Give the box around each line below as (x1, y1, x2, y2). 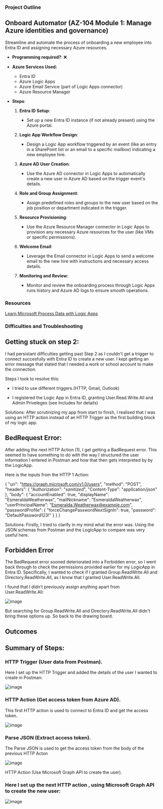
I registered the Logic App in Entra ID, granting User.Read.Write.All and (12, 394, 154, 401)
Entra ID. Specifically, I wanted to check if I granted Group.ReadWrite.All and (5, 569, 158, 575)
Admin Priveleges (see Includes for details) (12, 400, 98, 405)
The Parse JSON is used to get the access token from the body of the (5, 745, 145, 751)
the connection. (5, 366, 36, 372)
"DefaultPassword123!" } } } (5, 512, 61, 518)
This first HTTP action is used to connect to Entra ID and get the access (5, 707, 148, 713)
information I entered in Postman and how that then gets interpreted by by (5, 457, 153, 463)
